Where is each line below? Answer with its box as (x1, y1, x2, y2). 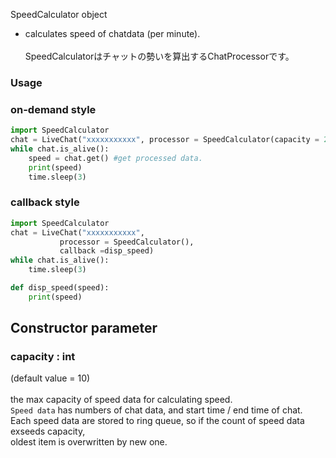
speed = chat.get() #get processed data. (28, 153, 203, 163)
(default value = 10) (10, 372, 91, 384)
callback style (10, 195, 80, 209)
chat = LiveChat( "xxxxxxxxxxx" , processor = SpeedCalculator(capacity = (10, 135, 320, 145)
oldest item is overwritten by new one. (10, 436, 168, 448)
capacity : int (10, 350, 76, 364)
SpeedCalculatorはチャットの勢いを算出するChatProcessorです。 (24, 50, 295, 62)
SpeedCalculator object (10, 9, 108, 20)
